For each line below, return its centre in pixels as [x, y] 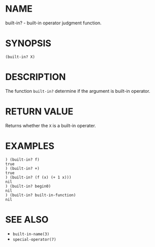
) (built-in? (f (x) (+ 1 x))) [38, 177]
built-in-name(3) [31, 234]
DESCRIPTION [36, 77]
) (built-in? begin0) [28, 186]
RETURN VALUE [39, 112]
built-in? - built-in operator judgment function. [53, 23]
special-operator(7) [34, 239]
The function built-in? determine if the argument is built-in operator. [78, 91]
